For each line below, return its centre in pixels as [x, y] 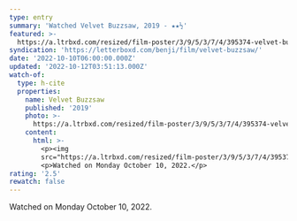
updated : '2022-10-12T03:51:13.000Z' [79, 67]
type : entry [31, 17]
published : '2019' [59, 108]
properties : [39, 91]
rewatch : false [37, 182]
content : [41, 133]
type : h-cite [41, 83]
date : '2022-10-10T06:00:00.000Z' [73, 58]
